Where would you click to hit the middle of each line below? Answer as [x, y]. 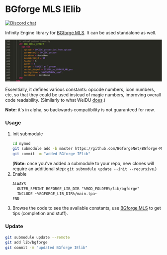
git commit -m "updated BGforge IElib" [46, 248]
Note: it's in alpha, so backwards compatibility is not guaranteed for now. [80, 110]
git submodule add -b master [42, 149]
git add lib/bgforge [27, 243]
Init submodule [28, 134]
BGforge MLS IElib [43, 9]
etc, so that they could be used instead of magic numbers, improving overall [83, 95]
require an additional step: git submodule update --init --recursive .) [84, 169]
